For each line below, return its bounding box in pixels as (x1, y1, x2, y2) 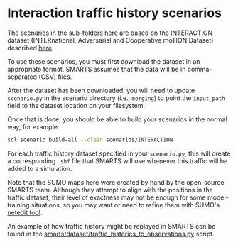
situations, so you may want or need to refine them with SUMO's (31, 200, 220, 209)
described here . (7, 43, 54, 52)
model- (207, 193, 229, 202)
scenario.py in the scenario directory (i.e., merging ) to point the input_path (7, 94, 225, 102)
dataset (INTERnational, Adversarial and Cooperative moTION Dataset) (7, 36, 214, 44)
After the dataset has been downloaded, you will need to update (7, 86, 195, 94)
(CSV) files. (38, 72, 72, 81)
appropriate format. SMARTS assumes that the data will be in (7, 65, 186, 73)
